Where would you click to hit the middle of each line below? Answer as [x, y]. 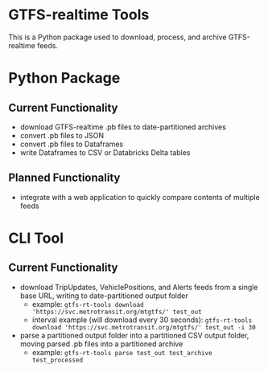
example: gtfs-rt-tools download [88, 304]
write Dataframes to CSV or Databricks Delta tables [105, 152]
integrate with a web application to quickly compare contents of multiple [140, 197]
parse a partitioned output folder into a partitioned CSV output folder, [134, 335]
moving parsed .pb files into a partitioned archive [101, 344]
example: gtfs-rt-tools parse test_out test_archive [122, 352]
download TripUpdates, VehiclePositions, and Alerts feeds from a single [139, 287]
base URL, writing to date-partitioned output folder [104, 296]
